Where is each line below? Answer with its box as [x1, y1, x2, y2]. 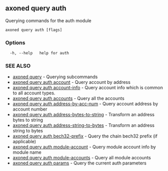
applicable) [12, 139, 37, 145]
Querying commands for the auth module [5, 17, 91, 23]
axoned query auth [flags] [5, 27, 62, 32]
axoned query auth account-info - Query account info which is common [12, 85, 163, 91]
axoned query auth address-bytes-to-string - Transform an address [12, 112, 155, 118]
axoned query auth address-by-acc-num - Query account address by [12, 101, 158, 107]
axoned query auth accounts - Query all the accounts [12, 95, 125, 101]
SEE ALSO [5, 62, 31, 70]
